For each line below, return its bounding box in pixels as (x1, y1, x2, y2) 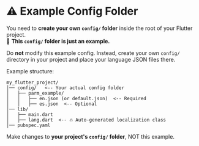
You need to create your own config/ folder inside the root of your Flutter (6, 24, 193, 32)
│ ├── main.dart (6, 111, 53, 117)
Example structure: (6, 67, 54, 75)
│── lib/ (6, 106, 29, 112)
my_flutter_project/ (6, 79, 59, 86)
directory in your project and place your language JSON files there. (6, 56, 176, 63)
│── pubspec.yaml (6, 122, 51, 128)
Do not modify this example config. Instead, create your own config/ (6, 49, 181, 56)
